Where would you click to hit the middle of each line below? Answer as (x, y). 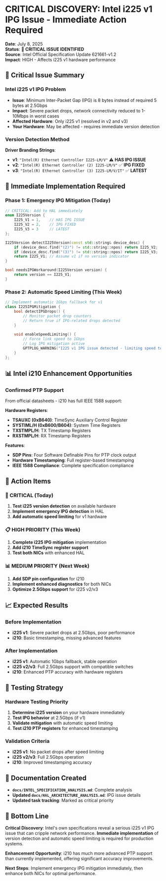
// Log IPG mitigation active (54, 344)
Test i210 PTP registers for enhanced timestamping (65, 728)
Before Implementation (33, 622)
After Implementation (31, 651)
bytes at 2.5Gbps (30, 105)
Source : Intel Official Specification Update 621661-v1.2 (61, 54)
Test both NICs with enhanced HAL (48, 553)
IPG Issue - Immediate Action (66, 20)
